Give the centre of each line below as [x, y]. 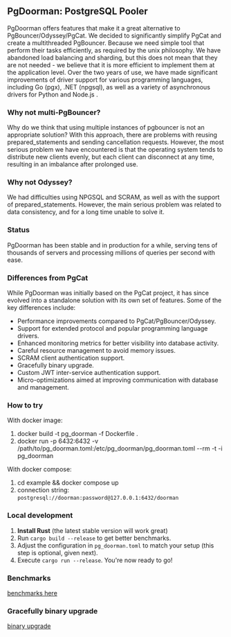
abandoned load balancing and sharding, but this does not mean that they [112, 58]
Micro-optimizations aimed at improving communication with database [118, 380]
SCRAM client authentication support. [71, 358]
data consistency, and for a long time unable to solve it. [86, 212]
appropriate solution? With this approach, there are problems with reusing [112, 135]
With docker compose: [39, 469]
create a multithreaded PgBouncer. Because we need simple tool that [106, 43]
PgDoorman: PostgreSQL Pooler [77, 11]
